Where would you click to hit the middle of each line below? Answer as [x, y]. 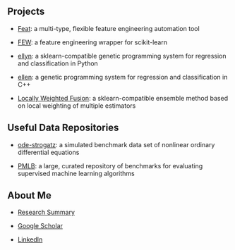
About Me [29, 195]
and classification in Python [58, 63]
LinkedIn [30, 239]
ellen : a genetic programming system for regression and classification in [122, 77]
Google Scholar [40, 226]
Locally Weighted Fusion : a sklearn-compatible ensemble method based [122, 98]
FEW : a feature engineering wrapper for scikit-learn [92, 42]
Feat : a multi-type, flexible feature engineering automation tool [108, 28]
